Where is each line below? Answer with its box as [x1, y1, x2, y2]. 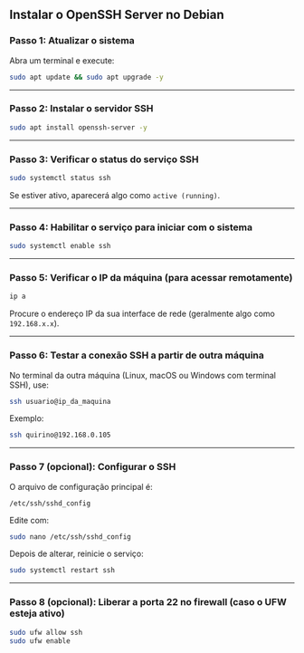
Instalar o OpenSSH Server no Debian [9, 7, 224, 23]
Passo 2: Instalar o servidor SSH [9, 102, 154, 115]
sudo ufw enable [9, 636, 71, 646]
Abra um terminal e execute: [9, 54, 115, 66]
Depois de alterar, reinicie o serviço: [9, 548, 144, 560]
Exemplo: [9, 413, 44, 424]
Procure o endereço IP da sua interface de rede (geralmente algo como [9, 308, 276, 320]
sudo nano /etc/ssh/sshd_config [9, 532, 131, 542]
